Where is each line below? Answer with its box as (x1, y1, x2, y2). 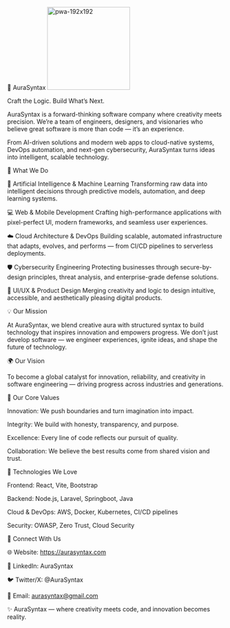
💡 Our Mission (7, 307, 48, 315)
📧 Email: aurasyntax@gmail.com (7, 591, 98, 600)
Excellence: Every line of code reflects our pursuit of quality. (7, 434, 178, 441)
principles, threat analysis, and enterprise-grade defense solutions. (28, 273, 219, 281)
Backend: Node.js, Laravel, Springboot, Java (7, 495, 134, 502)
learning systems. (7, 194, 58, 202)
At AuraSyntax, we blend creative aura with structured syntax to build (7, 321, 205, 329)
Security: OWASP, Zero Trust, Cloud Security (7, 522, 135, 529)
